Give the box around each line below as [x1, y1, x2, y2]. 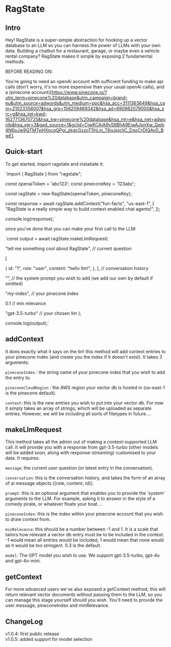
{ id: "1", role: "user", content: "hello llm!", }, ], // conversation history [5, 265, 149, 271]
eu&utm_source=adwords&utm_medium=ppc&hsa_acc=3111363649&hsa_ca [5, 100, 165, 106]
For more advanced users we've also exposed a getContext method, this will [5, 586, 166, 592]
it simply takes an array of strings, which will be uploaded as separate [5, 405, 152, 411]
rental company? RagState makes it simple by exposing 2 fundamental [5, 53, 153, 59]
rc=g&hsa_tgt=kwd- [5, 111, 47, 117]
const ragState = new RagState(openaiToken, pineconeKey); [5, 190, 132, 196]
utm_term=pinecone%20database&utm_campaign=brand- [5, 95, 128, 101]
